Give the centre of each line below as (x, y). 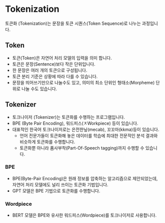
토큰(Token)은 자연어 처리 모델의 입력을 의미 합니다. (62, 58)
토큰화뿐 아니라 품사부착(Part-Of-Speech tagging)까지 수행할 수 (82, 148)
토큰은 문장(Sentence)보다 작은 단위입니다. (54, 64)
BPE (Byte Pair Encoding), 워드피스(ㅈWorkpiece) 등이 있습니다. (75, 123)
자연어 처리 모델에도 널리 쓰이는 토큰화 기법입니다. (60, 185)
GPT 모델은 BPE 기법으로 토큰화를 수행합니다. (56, 190)
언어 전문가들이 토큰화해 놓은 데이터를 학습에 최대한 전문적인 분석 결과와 (89, 135)
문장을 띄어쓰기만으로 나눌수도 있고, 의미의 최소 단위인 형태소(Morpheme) (83, 82)
